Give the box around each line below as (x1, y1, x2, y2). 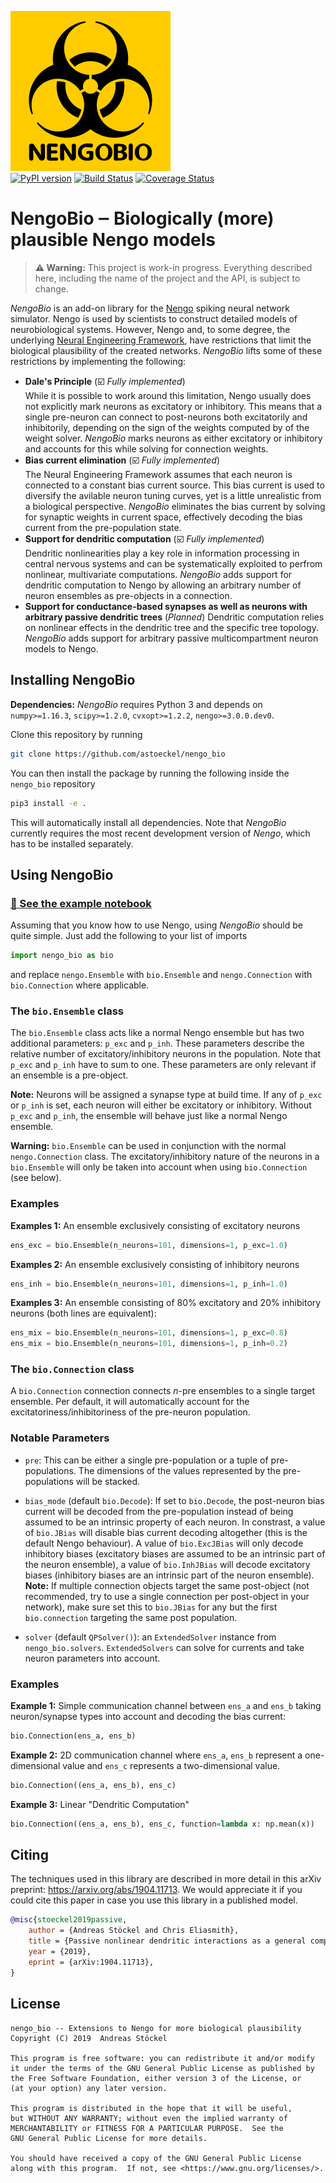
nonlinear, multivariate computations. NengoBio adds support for (24, 568, 293, 580)
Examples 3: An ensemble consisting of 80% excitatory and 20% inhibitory (10, 1297, 322, 1309)
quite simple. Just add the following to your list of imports (10, 930, 248, 942)
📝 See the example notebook (10, 896, 152, 910)
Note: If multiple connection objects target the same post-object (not (24, 1579, 310, 1591)
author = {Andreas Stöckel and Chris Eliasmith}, (28, 1926, 240, 1936)
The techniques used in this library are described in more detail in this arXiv (10, 1873, 322, 1885)
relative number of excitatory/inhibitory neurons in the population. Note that (10, 1048, 322, 1060)
